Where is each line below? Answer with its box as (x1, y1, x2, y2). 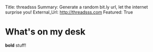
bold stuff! (5, 42, 27, 48)
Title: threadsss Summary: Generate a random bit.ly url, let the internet (5, 4, 149, 10)
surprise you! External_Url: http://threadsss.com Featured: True (5, 9, 133, 15)
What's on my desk (5, 26, 86, 37)
